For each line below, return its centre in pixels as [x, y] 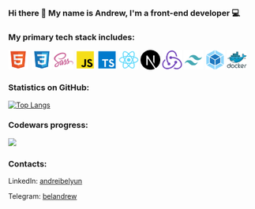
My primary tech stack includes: [72, 37]
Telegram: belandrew [43, 196]
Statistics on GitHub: [49, 88]
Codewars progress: [48, 125]
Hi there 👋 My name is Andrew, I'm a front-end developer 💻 [124, 13]
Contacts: [28, 163]
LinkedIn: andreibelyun [45, 181]
